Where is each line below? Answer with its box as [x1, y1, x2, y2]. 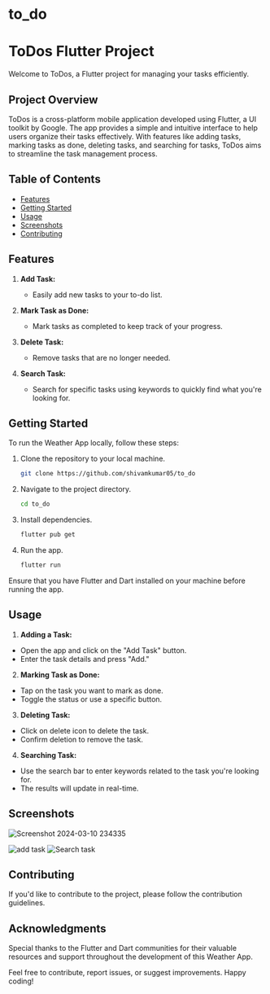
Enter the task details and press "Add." [20, 654, 150, 663]
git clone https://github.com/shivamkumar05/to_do [20, 470, 196, 478]
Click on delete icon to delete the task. [20, 725, 150, 735]
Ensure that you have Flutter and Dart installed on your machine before [8, 576, 246, 585]
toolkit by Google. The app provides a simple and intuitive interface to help [8, 123, 259, 133]
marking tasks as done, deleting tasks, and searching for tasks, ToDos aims [8, 140, 262, 150]
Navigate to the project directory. [20, 484, 132, 494]
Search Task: [20, 368, 67, 379]
